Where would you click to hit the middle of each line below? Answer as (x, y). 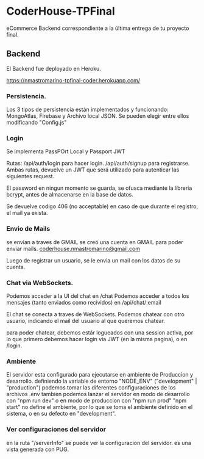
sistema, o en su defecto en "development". (61, 414)
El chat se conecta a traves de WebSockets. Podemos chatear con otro (95, 314)
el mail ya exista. (27, 213)
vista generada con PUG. (38, 449)
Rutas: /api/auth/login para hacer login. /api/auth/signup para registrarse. (98, 164)
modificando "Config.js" (37, 123)
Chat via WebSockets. (40, 283)
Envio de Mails (28, 229)
